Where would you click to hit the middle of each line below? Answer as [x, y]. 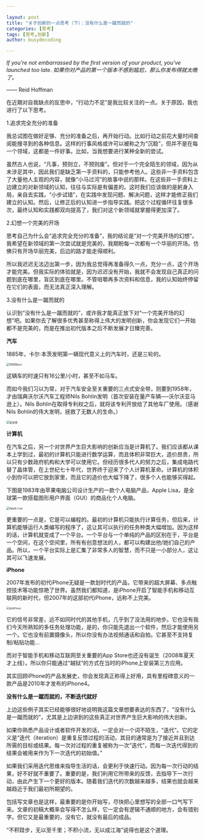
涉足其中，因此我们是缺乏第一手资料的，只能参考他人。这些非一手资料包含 [105, 172]
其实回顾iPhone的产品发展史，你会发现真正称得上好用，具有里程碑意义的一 [101, 676]
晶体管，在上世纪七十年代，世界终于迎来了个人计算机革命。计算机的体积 [108, 470]
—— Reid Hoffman [30, 90]
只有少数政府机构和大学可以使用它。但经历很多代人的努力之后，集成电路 [102, 462]
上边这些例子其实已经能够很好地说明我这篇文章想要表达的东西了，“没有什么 [101, 710]
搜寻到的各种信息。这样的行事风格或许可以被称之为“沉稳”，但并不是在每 [107, 143]
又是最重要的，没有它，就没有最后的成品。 [81, 817]
